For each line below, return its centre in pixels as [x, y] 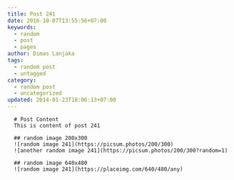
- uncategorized [38, 93]
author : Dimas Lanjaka [41, 54]
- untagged [30, 73]
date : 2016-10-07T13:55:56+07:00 [57, 21]
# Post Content [36, 120]
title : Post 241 [31, 14]
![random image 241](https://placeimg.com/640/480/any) [98, 169]
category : [22, 80]
